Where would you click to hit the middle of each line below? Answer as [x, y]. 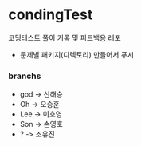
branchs [25, 76]
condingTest [51, 15]
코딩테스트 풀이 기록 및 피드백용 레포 [65, 37]
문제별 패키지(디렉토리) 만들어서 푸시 [76, 54]
